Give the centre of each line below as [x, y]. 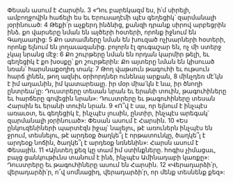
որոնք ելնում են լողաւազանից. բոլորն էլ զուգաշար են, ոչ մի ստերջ [114, 47]
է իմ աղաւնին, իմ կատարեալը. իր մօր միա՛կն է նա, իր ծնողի [105, 84]
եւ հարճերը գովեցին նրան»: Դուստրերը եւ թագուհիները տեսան [111, 98]
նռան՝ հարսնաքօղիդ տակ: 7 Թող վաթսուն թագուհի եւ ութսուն [109, 69]
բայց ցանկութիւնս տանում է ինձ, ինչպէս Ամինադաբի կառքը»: [109, 157]
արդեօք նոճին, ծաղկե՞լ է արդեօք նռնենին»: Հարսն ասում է [103, 142]
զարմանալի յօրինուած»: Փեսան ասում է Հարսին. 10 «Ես [98, 120]
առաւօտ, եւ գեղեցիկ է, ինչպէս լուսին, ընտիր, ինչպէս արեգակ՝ [109, 113]
